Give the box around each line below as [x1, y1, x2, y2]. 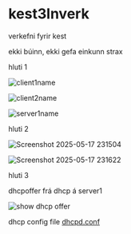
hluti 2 [8, 124, 30, 133]
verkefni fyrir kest [8, 31, 67, 41]
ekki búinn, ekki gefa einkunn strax [8, 46, 123, 56]
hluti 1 [8, 61, 28, 72]
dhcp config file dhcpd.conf [8, 216, 101, 226]
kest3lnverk [8, 5, 89, 23]
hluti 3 [8, 170, 30, 180]
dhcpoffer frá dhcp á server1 [8, 185, 102, 196]
